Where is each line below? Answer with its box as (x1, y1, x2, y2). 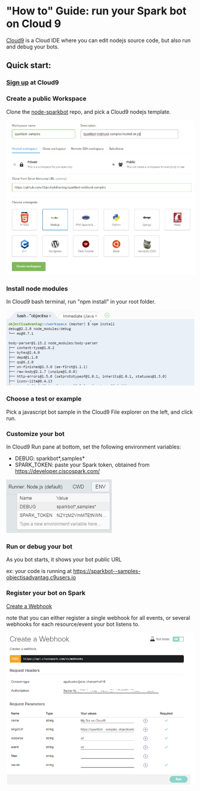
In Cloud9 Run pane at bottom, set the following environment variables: (6, 443, 181, 450)
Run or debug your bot (6, 543, 73, 551)
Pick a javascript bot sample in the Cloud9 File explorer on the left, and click (6, 408, 193, 416)
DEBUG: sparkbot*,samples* (14, 455, 85, 462)
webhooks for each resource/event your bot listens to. (6, 620, 140, 628)
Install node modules (6, 284, 69, 293)
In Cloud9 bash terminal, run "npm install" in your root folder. (6, 298, 156, 305)
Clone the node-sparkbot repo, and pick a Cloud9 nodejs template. (6, 108, 171, 115)
